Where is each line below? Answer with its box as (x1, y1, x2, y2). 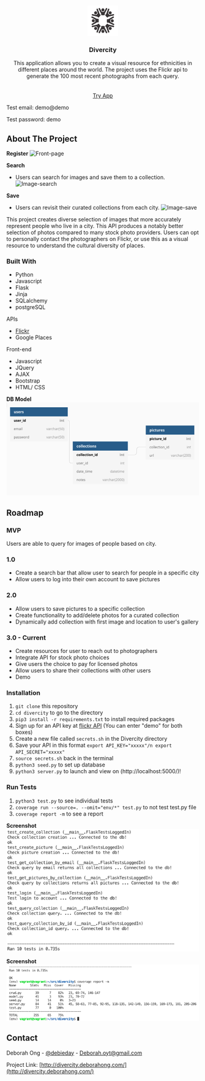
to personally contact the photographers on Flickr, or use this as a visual (6, 235, 188, 243)
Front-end (6, 346, 32, 353)
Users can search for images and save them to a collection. (15, 174, 165, 181)
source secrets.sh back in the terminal (15, 755, 114, 762)
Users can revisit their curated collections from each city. (15, 204, 160, 212)
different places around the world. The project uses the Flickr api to (18, 66, 188, 74)
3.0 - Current (6, 633, 46, 642)
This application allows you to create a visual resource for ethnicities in (13, 59, 193, 67)
